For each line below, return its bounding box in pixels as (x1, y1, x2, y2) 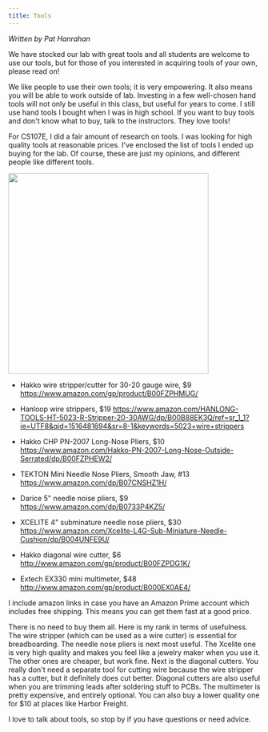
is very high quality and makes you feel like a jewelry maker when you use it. (8, 647, 260, 657)
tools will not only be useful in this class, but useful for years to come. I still (8, 99, 256, 108)
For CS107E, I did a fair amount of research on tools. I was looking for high (8, 131, 253, 141)
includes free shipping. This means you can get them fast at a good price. (8, 606, 252, 616)
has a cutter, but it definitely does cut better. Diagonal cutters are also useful (8, 673, 261, 682)
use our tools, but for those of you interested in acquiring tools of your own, (8, 58, 258, 67)
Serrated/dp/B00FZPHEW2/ (19, 454, 113, 463)
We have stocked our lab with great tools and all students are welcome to (8, 49, 250, 59)
